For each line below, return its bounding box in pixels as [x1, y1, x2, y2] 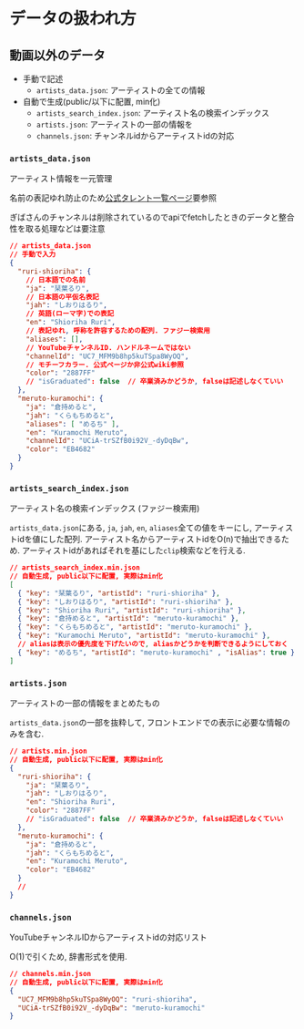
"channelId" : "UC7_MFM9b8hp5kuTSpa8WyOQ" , [25, 352, 189, 361]
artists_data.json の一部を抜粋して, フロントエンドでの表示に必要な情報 [9, 717, 283, 728]
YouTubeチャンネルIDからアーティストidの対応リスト [9, 931, 208, 943]
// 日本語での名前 [25, 275, 86, 284]
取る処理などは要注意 [25, 223, 106, 234]
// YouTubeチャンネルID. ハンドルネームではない [25, 343, 191, 352]
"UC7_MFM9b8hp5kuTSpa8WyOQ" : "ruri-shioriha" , [17, 994, 198, 1003]
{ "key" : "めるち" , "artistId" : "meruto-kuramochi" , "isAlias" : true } [17, 648, 296, 657]
